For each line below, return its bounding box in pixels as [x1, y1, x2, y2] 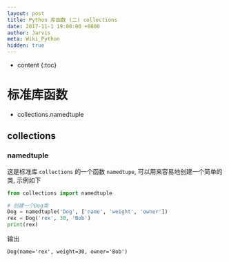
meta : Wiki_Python [7, 36, 60, 43]
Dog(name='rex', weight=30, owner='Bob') [7, 248, 128, 255]
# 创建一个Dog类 [7, 202, 49, 209]
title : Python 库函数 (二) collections [7, 17, 118, 23]
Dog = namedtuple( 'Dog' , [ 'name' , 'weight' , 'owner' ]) [7, 208, 168, 215]
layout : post [7, 10, 45, 17]
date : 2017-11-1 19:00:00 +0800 [7, 23, 100, 30]
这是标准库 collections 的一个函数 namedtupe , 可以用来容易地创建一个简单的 [7, 167, 223, 175]
